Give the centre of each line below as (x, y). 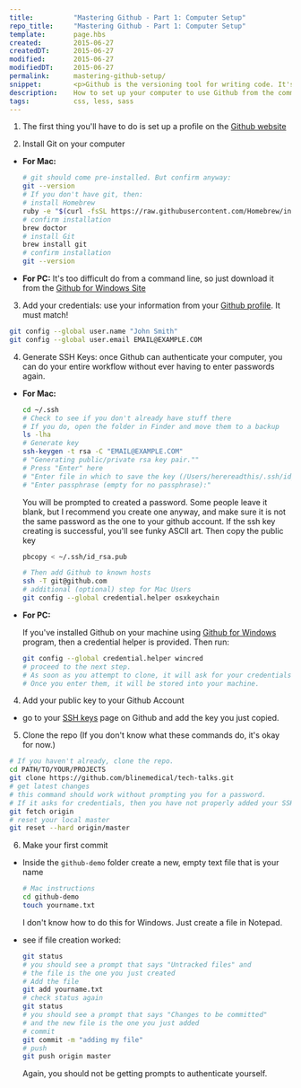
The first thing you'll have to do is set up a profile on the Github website (154, 127)
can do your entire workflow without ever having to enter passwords (148, 366)
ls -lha (36, 435)
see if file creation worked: (72, 940)
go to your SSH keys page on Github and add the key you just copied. (150, 718)
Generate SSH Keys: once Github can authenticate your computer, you (152, 356)
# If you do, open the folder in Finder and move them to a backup (150, 426)
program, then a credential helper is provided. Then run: (126, 642)
